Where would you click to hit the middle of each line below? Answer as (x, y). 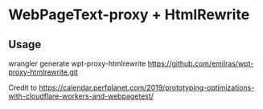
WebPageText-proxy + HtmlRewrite (129, 15)
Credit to (23, 87)
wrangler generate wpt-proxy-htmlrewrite (77, 63)
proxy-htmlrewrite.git (43, 72)
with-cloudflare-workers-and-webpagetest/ (81, 96)
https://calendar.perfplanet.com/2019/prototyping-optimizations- (147, 87)
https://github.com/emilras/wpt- (201, 63)
